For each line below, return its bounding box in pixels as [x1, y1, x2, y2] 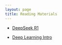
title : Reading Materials [5, 12, 57, 16]
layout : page [5, 7, 31, 12]
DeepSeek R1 [12, 25, 39, 30]
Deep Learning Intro [12, 34, 52, 40]
